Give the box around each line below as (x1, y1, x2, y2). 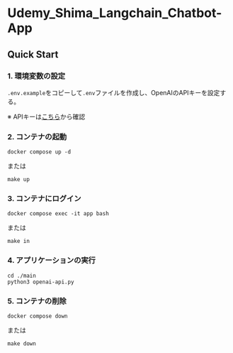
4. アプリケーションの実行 (7, 256, 96, 266)
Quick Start (7, 48, 59, 60)
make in (7, 238, 30, 245)
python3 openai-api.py (7, 278, 74, 286)
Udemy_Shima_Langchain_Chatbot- (7, 5, 222, 21)
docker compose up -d (7, 148, 72, 156)
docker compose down (7, 313, 69, 320)
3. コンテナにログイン (7, 194, 81, 204)
